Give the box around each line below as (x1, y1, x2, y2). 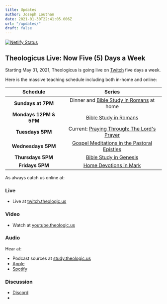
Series (104, 88, 120, 95)
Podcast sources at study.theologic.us (12, 255, 91, 261)
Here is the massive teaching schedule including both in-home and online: (5, 76, 158, 82)
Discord (12, 290, 29, 296)
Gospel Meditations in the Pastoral (72, 140, 153, 147)
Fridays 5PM (18, 162, 49, 169)
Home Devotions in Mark (83, 162, 141, 169)
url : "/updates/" (5, 21, 41, 26)
